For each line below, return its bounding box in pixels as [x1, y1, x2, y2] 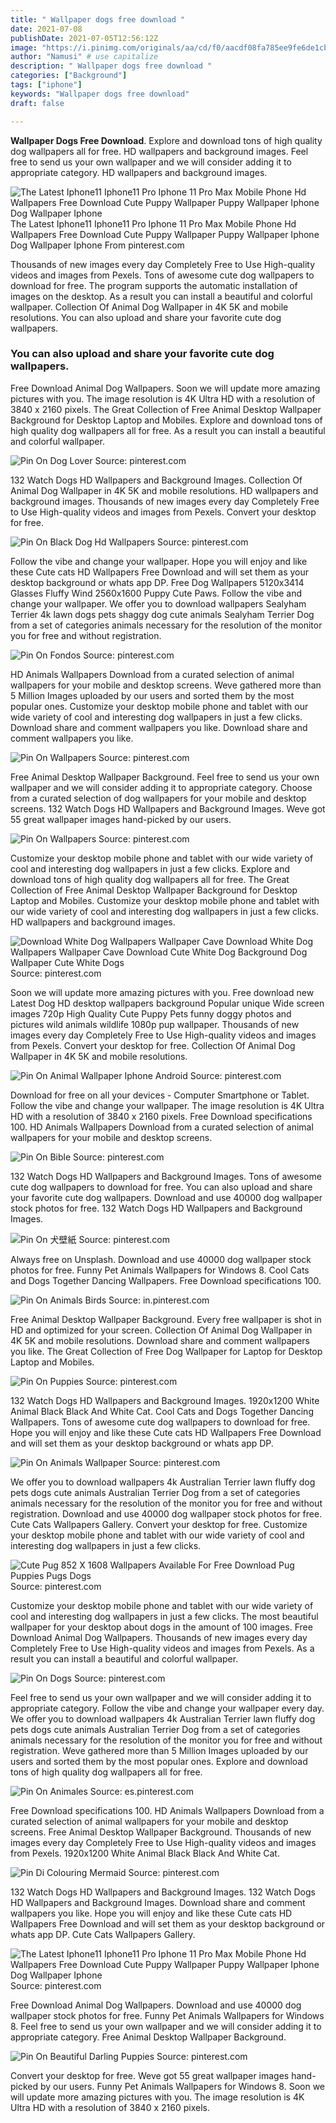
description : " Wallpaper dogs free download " [10, 61, 213, 71]
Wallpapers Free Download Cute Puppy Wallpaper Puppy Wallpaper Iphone [10, 228, 320, 240]
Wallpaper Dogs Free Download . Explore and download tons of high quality [10, 134, 323, 146]
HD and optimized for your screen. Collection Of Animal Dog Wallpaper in [10, 1324, 313, 1336]
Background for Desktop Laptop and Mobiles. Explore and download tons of [10, 414, 323, 426]
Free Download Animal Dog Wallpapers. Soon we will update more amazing [10, 382, 321, 394]
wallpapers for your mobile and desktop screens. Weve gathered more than [10, 679, 322, 691]
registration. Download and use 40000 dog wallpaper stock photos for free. [10, 1507, 323, 1520]
